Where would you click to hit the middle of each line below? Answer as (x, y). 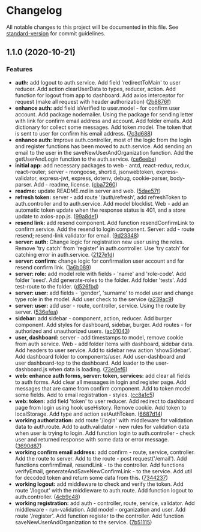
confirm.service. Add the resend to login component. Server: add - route (105, 229)
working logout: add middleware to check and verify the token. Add (99, 484)
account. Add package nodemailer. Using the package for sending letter (104, 114)
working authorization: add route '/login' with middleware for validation (104, 420)
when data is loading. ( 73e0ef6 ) (88, 369)
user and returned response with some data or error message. (92, 439)
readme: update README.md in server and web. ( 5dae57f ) (88, 191)
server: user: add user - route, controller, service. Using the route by (100, 305)
